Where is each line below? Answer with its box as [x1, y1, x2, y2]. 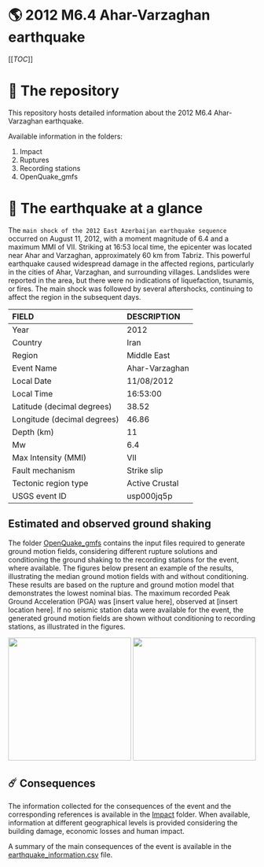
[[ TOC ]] [8, 54, 33, 64]
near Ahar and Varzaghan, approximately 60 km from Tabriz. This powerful [8, 250, 251, 260]
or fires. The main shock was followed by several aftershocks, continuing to [8, 284, 253, 293]
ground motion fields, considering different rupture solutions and [8, 546, 218, 555]
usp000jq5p [126, 490, 173, 501]
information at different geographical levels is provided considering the [8, 818, 238, 828]
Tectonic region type [12, 478, 89, 489]
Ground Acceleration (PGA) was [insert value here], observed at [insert [8, 596, 238, 606]
